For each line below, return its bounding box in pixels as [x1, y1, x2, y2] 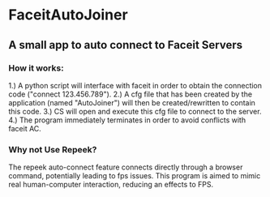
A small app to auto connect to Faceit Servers [8, 38, 243, 52]
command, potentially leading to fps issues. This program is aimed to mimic [8, 171, 261, 181]
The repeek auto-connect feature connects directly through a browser [8, 162, 243, 172]
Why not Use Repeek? [8, 143, 97, 155]
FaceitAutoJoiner [8, 6, 128, 24]
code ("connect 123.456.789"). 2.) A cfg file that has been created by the [8, 89, 253, 99]
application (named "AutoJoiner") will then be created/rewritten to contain [8, 97, 255, 107]
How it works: [8, 62, 64, 74]
